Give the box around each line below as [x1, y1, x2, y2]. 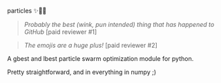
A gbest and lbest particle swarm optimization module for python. [7, 55, 194, 62]
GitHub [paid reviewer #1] [23, 28, 97, 36]
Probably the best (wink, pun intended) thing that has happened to [23, 21, 215, 28]
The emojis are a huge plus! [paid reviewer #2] [23, 41, 157, 49]
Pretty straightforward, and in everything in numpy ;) [7, 68, 157, 76]
